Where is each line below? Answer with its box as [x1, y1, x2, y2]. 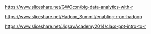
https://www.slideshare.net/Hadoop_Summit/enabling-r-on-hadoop [5, 14, 142, 19]
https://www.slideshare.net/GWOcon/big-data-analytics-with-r [5, 4, 133, 10]
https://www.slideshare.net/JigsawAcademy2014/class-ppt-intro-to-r [5, 23, 146, 29]
